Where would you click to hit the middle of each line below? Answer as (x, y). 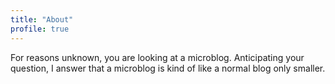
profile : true (40, 29)
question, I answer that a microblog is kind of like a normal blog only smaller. (168, 68)
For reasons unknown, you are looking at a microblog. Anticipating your (157, 57)
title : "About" (42, 19)
